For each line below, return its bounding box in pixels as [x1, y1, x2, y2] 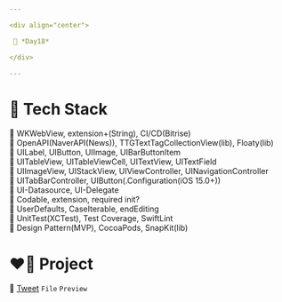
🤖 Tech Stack [9, 99, 109, 119]
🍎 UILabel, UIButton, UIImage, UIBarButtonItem [9, 147, 181, 158]
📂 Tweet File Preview [9, 283, 88, 294]
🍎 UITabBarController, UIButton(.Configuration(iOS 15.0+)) [9, 175, 221, 187]
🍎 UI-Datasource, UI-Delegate [9, 185, 119, 195]
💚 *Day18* [12, 36, 50, 45]
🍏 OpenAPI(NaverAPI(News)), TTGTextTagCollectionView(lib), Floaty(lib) [9, 138, 274, 148]
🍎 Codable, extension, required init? [9, 195, 141, 205]
